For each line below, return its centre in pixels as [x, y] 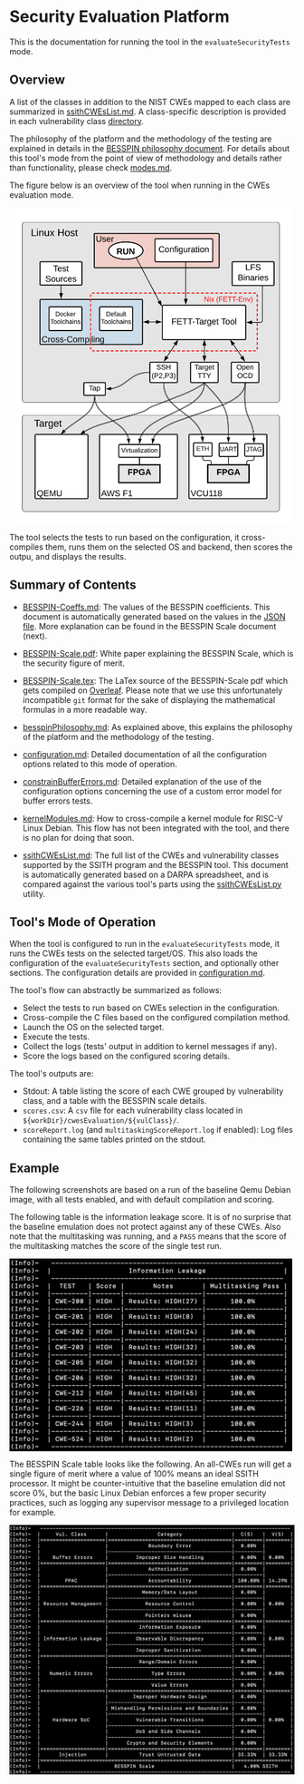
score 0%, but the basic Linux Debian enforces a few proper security [138, 1493]
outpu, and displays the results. [68, 556]
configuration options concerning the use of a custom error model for [152, 791]
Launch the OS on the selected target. [93, 1028]
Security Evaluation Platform [119, 17]
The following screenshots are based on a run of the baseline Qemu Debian [150, 1190]
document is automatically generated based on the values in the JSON [154, 616]
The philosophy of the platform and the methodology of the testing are [141, 139]
